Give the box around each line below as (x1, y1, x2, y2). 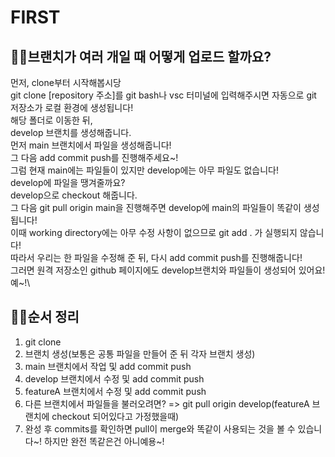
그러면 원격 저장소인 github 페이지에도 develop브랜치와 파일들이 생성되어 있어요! (10, 264, 326, 276)
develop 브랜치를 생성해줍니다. (10, 127, 132, 138)
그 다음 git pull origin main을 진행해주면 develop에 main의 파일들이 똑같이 (10, 202, 302, 213)
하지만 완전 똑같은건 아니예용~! (43, 435, 165, 447)
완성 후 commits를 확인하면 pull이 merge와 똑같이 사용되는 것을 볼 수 (24, 422, 296, 435)
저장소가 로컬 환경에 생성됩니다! (10, 102, 134, 113)
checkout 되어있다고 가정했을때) (51, 410, 180, 422)
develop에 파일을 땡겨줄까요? (10, 177, 126, 188)
